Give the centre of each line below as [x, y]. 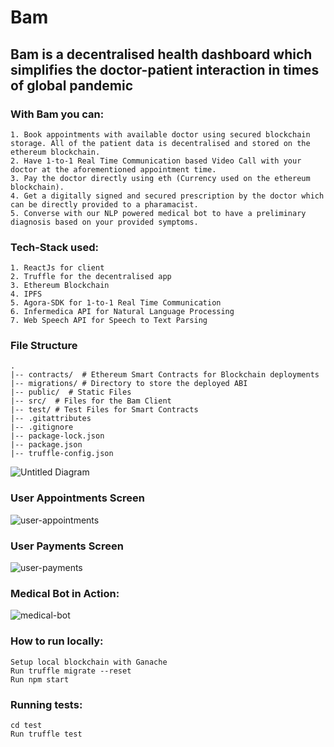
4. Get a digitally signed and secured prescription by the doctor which [167, 196]
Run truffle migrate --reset [71, 671]
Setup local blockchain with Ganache [89, 662]
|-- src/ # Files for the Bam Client [91, 401]
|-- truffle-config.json [62, 454]
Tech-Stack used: [54, 247]
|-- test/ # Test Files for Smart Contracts [104, 410]
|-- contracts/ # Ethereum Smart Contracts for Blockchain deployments [165, 375]
